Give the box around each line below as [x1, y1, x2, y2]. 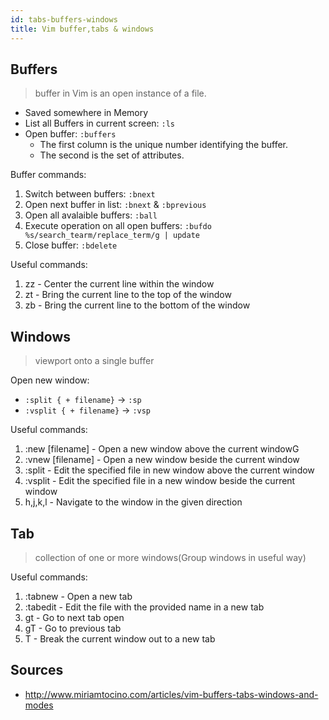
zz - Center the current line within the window [24, 278, 215, 290]
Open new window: [10, 374, 90, 386]
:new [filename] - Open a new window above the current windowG [24, 443, 300, 455]
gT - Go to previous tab [24, 622, 122, 634]
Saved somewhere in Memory [24, 107, 149, 119]
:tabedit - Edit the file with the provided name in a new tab [24, 601, 265, 613]
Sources [10, 662, 64, 679]
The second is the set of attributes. [39, 149, 185, 161]
